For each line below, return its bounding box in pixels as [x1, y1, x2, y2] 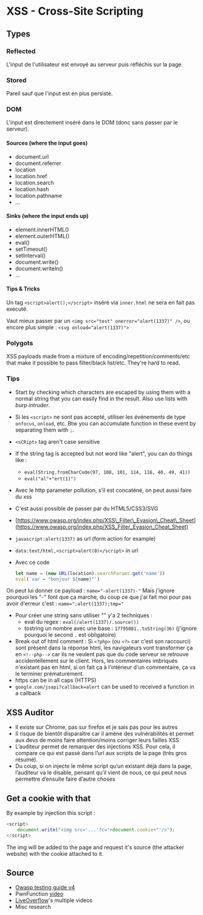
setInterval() [15, 251, 46, 259]
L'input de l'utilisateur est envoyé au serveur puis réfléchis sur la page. [6, 60, 184, 68]
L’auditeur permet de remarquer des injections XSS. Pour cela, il [15, 743, 176, 750]
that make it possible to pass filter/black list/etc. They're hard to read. [6, 359, 181, 367]
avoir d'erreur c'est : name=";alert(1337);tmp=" [6, 600, 124, 607]
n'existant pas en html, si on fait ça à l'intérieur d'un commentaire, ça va [15, 664, 196, 671]
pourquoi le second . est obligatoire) [24, 631, 117, 638]
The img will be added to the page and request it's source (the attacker [6, 844, 184, 851]
